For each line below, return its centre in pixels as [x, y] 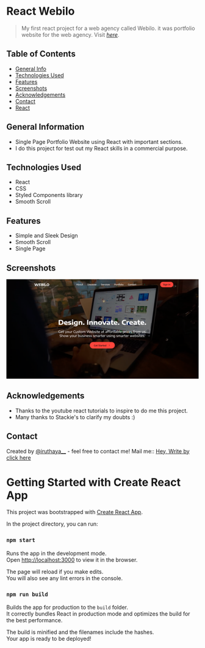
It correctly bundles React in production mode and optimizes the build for [98, 614]
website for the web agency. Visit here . [70, 34]
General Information [45, 127]
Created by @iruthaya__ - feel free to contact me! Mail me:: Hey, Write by [98, 451]
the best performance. [34, 620]
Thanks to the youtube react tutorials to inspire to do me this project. [101, 411]
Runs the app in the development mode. [56, 553]
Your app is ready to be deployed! [49, 639]
